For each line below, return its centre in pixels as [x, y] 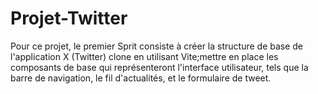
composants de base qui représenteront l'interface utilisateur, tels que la [159, 67]
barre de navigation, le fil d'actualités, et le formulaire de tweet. [141, 78]
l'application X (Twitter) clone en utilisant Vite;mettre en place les [144, 56]
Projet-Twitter [69, 18]
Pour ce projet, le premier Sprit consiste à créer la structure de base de [157, 46]
